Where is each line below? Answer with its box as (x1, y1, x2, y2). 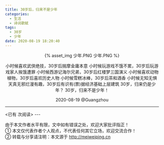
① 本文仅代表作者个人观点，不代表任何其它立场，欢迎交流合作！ (5, 128, 137, 133)
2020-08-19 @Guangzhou (55, 97, 109, 102)
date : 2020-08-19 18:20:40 (5, 39, 60, 44)
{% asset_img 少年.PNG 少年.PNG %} (44, 52, 120, 58)
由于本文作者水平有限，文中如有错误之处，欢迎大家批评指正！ (5, 122, 129, 128)
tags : (5, 25, 16, 30)
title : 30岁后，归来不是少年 (5, 7, 58, 12)
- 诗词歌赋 (9, 20, 29, 26)
